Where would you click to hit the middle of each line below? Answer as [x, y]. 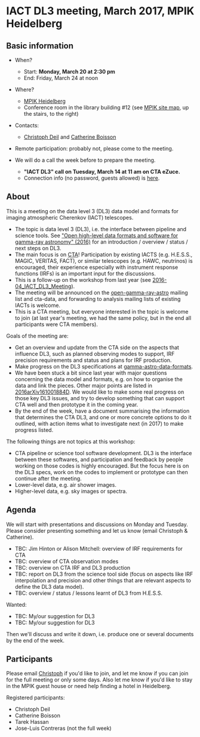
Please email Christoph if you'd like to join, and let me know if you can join [97, 674]
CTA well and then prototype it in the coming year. [76, 404]
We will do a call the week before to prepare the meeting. [85, 160]
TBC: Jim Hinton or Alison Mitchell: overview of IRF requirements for [99, 548]
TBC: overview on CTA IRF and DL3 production [73, 567]
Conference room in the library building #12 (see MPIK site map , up [106, 108]
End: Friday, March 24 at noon [61, 78]
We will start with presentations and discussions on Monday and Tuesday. [97, 524]
